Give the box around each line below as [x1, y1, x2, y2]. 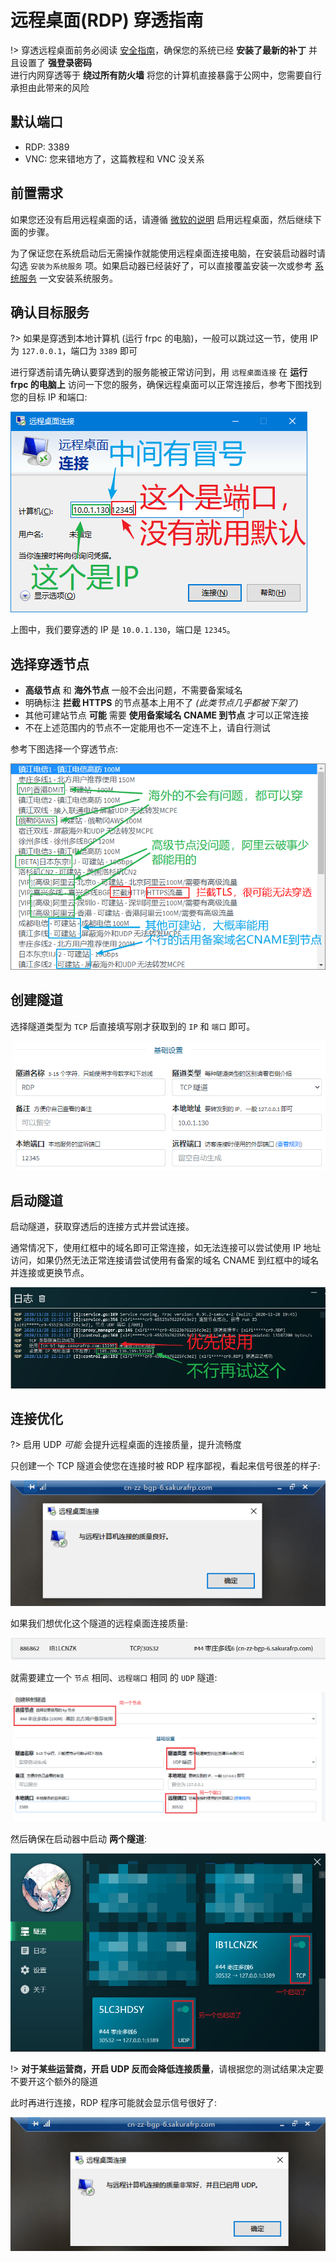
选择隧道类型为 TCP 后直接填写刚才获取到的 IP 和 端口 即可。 [10, 1020, 256, 1032]
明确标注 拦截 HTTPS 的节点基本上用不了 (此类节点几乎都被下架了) [24, 697, 299, 709]
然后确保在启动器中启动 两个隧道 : [10, 1833, 147, 1845]
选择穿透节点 [10, 656, 90, 673]
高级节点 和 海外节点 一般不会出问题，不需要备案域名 [24, 684, 243, 696]
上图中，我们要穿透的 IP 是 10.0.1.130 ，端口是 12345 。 [10, 624, 236, 636]
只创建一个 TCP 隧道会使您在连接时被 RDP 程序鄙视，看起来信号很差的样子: [10, 1460, 321, 1472]
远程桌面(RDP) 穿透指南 [10, 9, 204, 32]
